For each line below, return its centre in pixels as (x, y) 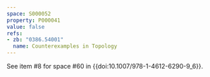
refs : (14, 33)
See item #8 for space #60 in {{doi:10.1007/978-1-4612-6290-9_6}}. (105, 66)
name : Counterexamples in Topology (65, 46)
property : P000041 (33, 20)
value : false (26, 27)
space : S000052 (29, 14)
